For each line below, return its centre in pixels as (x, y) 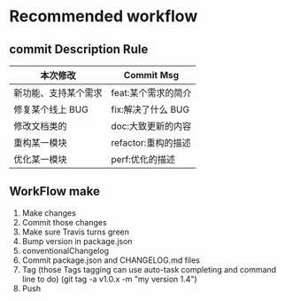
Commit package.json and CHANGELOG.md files (111, 260)
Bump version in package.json (77, 241)
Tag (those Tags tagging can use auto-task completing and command (149, 269)
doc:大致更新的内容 (151, 126)
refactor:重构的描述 (151, 143)
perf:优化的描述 (143, 159)
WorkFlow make (54, 191)
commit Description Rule (79, 49)
